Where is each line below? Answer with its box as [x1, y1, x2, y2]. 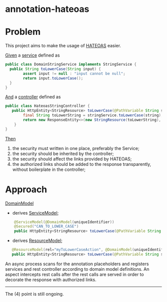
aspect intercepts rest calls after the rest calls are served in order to [5, 271, 144, 277]
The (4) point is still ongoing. [5, 291, 64, 297]
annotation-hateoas [5, 3, 89, 15]
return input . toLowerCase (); [23, 75, 83, 80]
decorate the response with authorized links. [5, 277, 97, 283]
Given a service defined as [5, 52, 60, 58]
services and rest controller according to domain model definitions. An [5, 266, 150, 272]
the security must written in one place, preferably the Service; [12, 145, 140, 151]
